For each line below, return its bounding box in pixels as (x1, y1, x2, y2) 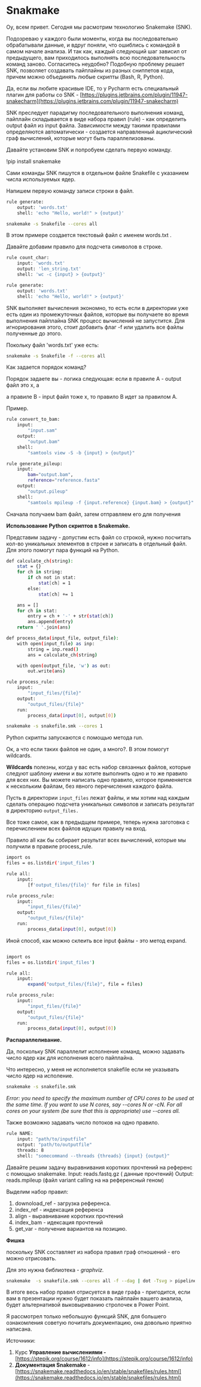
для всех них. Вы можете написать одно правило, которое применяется (6, 776, 192, 784)
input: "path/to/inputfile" (17, 1136, 87, 1142)
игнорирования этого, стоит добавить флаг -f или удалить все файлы (6, 323, 184, 330)
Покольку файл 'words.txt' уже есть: (6, 341, 99, 348)
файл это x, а (6, 381, 39, 389)
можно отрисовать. (6, 1255, 57, 1262)
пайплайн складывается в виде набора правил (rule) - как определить (6, 115, 187, 123)
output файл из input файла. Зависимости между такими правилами (6, 122, 181, 129)
